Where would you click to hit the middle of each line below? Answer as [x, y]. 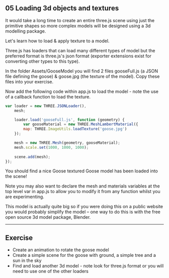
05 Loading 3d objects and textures [62, 8]
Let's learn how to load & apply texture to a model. [57, 41]
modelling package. [26, 31]
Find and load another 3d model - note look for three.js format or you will [88, 266]
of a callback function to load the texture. [48, 97]
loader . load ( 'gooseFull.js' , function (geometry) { [69, 120]
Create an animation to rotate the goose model [61, 250]
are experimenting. [25, 197]
